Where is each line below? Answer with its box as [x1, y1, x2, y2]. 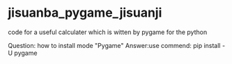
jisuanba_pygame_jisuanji [8, 5, 162, 21]
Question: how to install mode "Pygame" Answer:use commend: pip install [8, 41, 221, 49]
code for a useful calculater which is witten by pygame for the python [8, 28, 208, 36]
